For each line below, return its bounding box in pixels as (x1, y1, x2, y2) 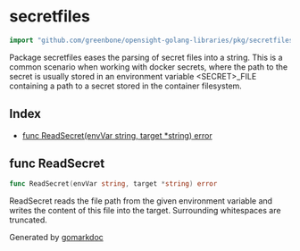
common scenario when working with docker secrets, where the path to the (9, 61, 288, 72)
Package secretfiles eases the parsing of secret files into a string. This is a (9, 52, 283, 63)
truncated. (9, 214, 47, 225)
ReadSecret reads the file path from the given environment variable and (9, 196, 273, 206)
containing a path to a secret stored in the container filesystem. (9, 80, 243, 91)
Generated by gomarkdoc (9, 232, 104, 243)
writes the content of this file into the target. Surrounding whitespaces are (9, 205, 281, 216)
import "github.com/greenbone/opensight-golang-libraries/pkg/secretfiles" (9, 36, 297, 45)
